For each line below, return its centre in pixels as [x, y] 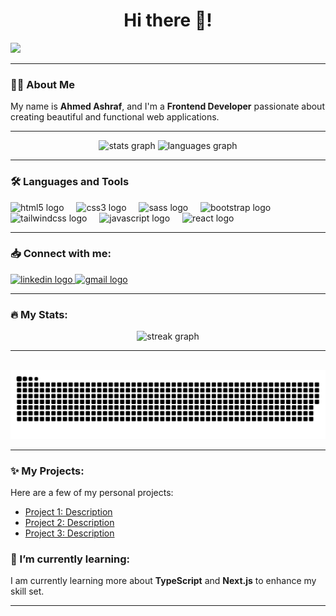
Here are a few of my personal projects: [92, 493]
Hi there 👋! [168, 20]
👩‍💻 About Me [42, 84]
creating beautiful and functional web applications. [115, 117]
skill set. [27, 591]
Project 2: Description [69, 523]
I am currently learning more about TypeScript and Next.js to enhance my [163, 581]
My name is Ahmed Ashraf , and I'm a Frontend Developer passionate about [167, 106]
